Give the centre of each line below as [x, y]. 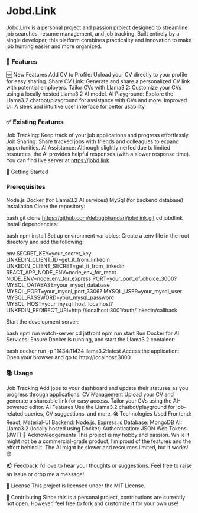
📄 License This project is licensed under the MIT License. [76, 486]
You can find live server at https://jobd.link [58, 160]
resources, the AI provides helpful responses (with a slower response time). [98, 154]
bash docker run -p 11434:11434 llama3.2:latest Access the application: [93, 351]
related [15, 414]
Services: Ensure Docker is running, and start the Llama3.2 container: [91, 339]
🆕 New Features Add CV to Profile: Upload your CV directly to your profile [97, 75]
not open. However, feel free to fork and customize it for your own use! [92, 503]
